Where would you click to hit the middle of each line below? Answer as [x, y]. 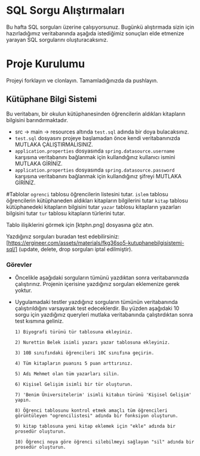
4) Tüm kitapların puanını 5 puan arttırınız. [74, 363]
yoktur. [23, 290]
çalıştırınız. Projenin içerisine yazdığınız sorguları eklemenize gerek [97, 284]
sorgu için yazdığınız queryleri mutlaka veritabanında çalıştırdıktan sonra [104, 314]
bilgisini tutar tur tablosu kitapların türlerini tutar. [66, 213]
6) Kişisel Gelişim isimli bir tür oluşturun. [74, 384]
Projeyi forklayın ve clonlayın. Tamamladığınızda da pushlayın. [82, 80]
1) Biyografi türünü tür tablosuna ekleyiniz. [74, 332]
